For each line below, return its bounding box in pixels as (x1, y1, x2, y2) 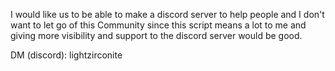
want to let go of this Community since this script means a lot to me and (10, 19, 307, 31)
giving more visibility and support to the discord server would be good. (10, 30, 303, 41)
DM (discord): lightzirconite (10, 49, 123, 61)
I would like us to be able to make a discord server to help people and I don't (10, 9, 325, 20)
